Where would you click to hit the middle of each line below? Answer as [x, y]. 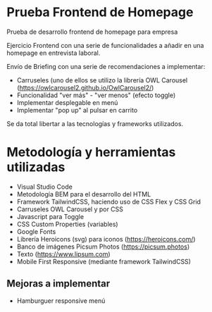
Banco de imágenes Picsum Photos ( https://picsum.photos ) [103, 247]
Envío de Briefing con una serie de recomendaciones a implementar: [106, 66]
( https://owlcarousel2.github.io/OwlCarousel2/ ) [85, 87]
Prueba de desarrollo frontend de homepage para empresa [92, 32]
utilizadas [36, 167]
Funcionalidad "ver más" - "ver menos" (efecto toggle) [96, 95]
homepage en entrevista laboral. [54, 53]
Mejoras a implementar [58, 283]
